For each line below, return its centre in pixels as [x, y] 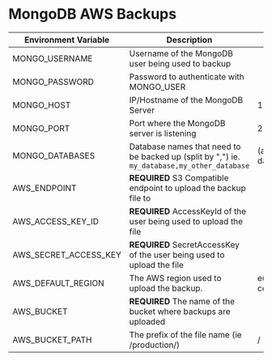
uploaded [147, 321]
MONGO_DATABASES [54, 155]
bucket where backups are [180, 311]
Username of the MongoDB [181, 53]
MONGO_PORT [41, 128]
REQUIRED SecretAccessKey [185, 244]
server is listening [163, 133]
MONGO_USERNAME [53, 58]
